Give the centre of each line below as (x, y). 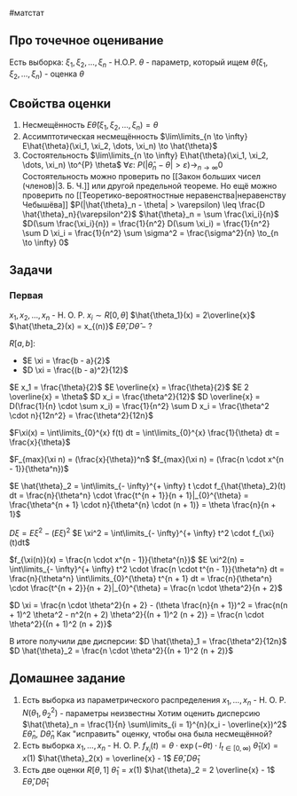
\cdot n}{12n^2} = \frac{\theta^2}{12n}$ (81, 415)
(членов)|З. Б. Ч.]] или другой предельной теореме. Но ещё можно (149, 185)
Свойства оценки (60, 103)
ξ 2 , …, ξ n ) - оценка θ (47, 75)
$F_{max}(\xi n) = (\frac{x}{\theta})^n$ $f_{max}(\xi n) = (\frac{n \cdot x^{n (147, 460)
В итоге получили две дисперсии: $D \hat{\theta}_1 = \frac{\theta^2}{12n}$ (148, 641)
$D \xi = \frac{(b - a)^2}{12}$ (75, 370)
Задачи (31, 270)
